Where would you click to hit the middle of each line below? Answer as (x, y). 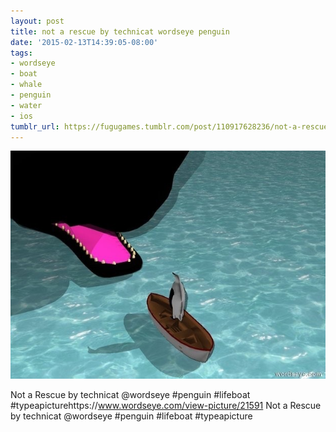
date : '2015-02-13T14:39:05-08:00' (84, 42)
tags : (21, 53)
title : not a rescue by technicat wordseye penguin (120, 31)
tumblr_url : (35, 126)
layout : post (37, 21)
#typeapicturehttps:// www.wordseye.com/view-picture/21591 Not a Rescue (166, 405)
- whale (26, 85)
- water (26, 105)
